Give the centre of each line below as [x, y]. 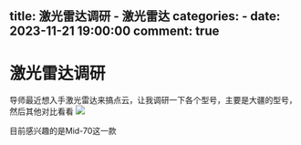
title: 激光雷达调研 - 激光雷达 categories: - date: [145, 16]
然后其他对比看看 [42, 111]
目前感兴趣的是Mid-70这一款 [63, 131]
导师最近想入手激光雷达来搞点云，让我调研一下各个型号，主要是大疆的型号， [153, 100]
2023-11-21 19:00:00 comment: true [114, 31]
